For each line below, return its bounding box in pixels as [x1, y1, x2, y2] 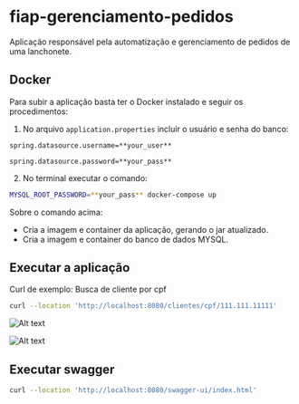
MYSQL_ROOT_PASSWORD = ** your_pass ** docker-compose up [9, 190, 217, 199]
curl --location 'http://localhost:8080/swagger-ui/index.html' [9, 386, 257, 395]
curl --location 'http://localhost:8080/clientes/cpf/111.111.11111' [9, 302, 278, 311]
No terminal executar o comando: [22, 172, 148, 183]
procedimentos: [9, 106, 69, 117]
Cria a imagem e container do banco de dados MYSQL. [22, 234, 229, 245]
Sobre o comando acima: [9, 207, 103, 217]
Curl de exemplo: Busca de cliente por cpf [9, 284, 168, 295]
